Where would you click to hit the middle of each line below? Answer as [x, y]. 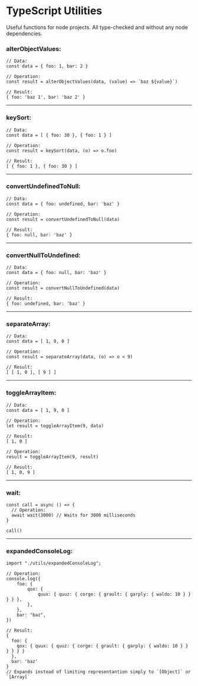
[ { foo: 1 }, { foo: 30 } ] [42, 166]
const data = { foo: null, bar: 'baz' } [57, 273]
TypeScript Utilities [54, 11]
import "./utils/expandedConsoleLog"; [54, 563]
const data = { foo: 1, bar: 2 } [47, 66]
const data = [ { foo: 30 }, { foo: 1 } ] [59, 135]
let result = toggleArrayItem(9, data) [55, 426]
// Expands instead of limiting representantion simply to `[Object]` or [99, 672]
